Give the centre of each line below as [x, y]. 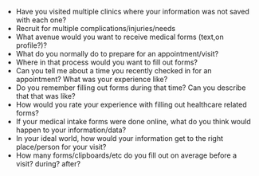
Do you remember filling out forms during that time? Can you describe [131, 88]
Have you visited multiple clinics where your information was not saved [132, 12]
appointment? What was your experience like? [92, 79]
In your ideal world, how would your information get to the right [120, 138]
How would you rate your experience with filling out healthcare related [131, 104]
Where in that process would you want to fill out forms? [106, 62]
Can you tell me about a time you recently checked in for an [114, 70]
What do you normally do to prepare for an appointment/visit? [117, 54]
